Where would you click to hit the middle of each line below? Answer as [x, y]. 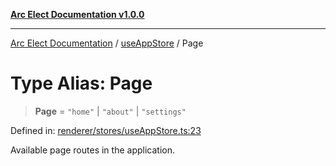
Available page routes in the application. [92, 150]
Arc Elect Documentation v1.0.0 [77, 14]
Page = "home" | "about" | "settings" [110, 111]
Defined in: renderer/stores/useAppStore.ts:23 [106, 130]
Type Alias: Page [81, 83]
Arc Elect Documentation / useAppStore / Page [107, 43]
